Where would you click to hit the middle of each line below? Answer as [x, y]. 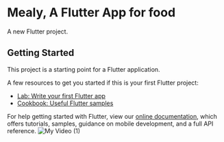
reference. [22, 130]
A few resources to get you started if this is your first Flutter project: [103, 83]
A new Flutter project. [38, 31]
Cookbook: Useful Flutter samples [65, 103]
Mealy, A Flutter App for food [91, 13]
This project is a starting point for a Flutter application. [84, 69]
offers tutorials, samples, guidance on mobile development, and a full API [110, 124]
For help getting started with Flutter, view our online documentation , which [112, 116]
